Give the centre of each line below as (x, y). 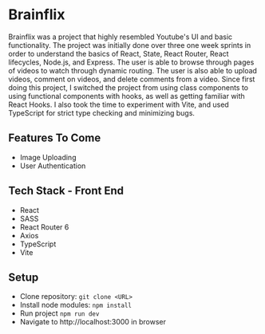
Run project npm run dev (59, 313)
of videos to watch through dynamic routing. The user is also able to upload (133, 70)
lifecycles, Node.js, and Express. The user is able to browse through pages (131, 62)
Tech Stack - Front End (66, 191)
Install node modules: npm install (75, 305)
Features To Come (55, 138)
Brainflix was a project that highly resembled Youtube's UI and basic (121, 37)
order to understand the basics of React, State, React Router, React (119, 53)
